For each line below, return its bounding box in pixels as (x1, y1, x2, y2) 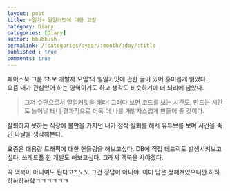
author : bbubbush (7, 36, 57, 43)
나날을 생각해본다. (14, 130, 63, 138)
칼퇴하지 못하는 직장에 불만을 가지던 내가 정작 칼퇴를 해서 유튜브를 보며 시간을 (7, 121, 215, 130)
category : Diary (7, 23, 54, 30)
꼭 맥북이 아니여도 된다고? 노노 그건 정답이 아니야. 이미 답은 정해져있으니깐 (7, 168, 207, 176)
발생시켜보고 (188, 144, 222, 152)
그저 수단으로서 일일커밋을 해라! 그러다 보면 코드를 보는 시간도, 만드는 (23, 98, 211, 106)
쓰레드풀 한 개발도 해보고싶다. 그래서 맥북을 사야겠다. (21, 153, 164, 161)
